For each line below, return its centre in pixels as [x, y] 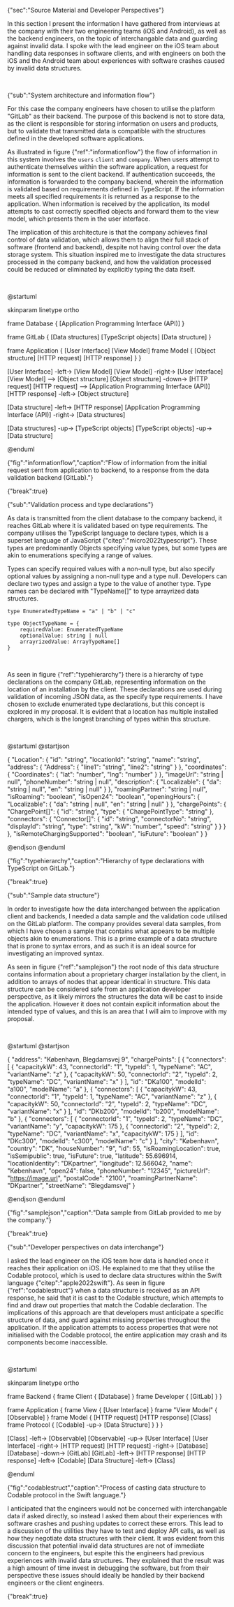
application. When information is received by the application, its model [108, 204]
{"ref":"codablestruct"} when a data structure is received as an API [104, 1290]
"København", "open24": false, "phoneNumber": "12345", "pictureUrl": [109, 1171]
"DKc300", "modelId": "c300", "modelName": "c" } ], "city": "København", [113, 1141]
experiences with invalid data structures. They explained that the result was [116, 1561]
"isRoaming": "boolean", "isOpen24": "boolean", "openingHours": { [104, 797]
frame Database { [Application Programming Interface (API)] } [96, 323]
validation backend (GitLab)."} [50, 477]
